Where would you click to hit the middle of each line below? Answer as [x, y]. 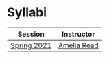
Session [31, 34]
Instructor [78, 34]
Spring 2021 [31, 45]
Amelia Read [78, 45]
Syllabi [27, 13]
